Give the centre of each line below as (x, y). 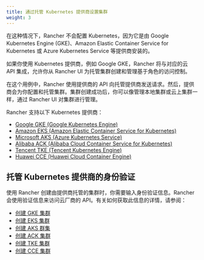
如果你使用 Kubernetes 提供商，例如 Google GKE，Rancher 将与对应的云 (97, 64)
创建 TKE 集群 (32, 244)
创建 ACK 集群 (33, 236)
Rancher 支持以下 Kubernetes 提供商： (55, 112)
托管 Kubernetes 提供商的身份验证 (71, 177)
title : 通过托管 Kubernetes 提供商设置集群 (57, 12)
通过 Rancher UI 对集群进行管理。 (59, 99)
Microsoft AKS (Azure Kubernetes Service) (69, 137)
